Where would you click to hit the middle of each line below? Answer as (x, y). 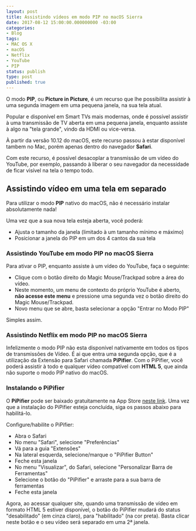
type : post (19, 77)
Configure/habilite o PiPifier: (40, 424)
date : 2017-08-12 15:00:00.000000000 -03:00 (61, 22)
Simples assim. (24, 320)
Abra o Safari (30, 436)
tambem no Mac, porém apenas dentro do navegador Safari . (79, 147)
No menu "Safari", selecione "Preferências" (67, 442)
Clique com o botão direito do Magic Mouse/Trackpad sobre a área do (99, 278)
